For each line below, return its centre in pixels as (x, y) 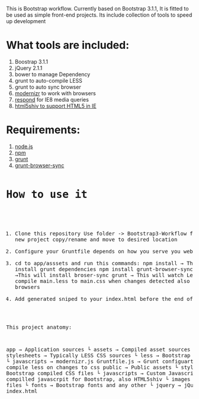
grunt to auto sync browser (48, 87)
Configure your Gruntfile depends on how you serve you (97, 251)
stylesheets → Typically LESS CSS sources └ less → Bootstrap (98, 355)
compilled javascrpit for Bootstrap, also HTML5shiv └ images (98, 379)
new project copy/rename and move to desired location (96, 239)
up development (26, 21)
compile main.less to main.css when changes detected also (102, 281)
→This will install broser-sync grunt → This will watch (99, 275)
